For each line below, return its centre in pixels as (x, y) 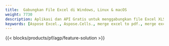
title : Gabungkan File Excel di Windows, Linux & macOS (66, 10)
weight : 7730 (19, 14)
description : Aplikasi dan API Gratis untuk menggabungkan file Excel (81, 19)
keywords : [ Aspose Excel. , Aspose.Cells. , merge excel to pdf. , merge (81, 24)
